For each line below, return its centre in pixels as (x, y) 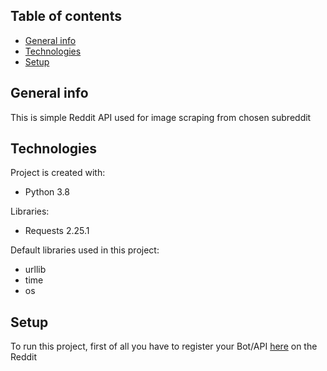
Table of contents (66, 16)
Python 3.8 (47, 192)
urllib (35, 270)
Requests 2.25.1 (57, 231)
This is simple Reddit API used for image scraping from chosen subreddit (161, 117)
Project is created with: (58, 173)
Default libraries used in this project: (85, 250)
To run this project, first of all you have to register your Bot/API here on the (164, 346)
